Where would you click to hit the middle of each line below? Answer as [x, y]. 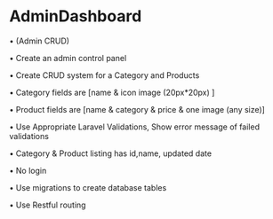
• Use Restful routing [48, 205]
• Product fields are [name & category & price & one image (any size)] [137, 109]
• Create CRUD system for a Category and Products [104, 75]
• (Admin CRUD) [39, 41]
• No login [28, 170]
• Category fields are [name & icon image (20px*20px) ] [112, 92]
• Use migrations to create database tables [88, 187]
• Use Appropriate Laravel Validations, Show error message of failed [135, 127]
